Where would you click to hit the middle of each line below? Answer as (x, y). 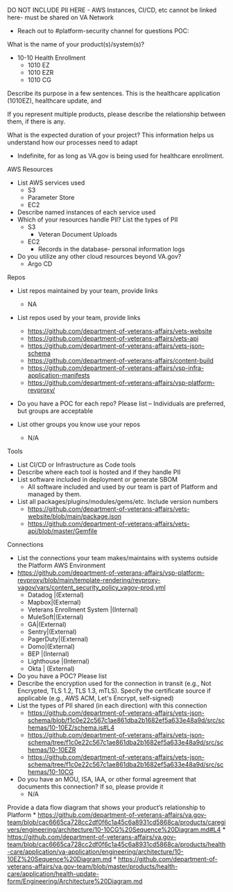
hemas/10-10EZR (52, 750)
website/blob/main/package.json (75, 516)
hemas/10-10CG (51, 772)
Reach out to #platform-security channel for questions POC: (103, 31)
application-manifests (59, 375)
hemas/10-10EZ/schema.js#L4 (71, 727)
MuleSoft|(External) (55, 617)
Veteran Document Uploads (78, 234)
